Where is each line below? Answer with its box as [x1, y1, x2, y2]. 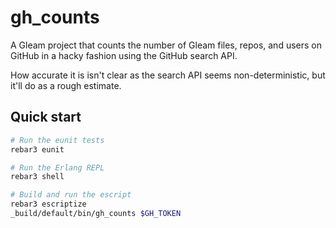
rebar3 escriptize [10, 199, 87, 210]
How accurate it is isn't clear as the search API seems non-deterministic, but [10, 69, 326, 81]
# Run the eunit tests [10, 135, 105, 145]
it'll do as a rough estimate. [10, 79, 122, 91]
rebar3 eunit [10, 144, 65, 155]
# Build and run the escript [10, 190, 132, 200]
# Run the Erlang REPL [10, 162, 105, 173]
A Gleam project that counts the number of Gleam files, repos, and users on [10, 39, 322, 51]
